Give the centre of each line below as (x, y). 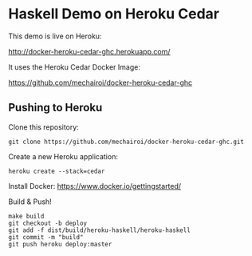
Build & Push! (30, 202)
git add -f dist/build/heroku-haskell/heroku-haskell (100, 230)
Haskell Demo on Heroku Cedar (114, 14)
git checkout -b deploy (48, 223)
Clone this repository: (44, 127)
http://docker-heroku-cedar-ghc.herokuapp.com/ (89, 51)
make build (26, 216)
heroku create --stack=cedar (57, 171)
